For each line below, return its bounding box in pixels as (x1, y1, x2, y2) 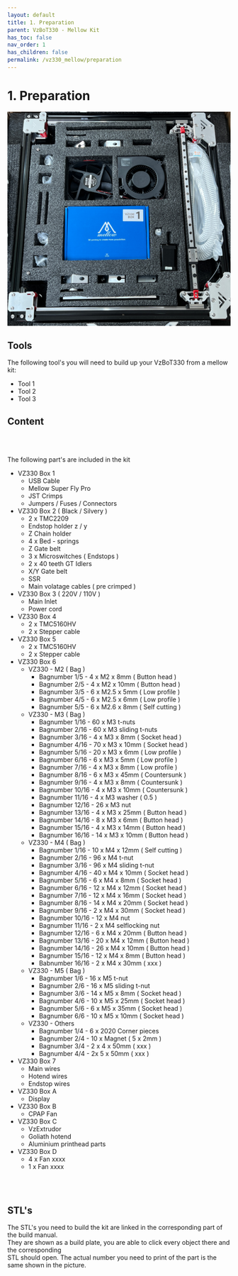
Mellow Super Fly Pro (28, 484, 91, 493)
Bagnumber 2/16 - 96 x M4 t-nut (38, 853, 134, 862)
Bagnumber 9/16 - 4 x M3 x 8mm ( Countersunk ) (38, 778, 183, 787)
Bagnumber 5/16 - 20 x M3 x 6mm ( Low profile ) (38, 748, 182, 757)
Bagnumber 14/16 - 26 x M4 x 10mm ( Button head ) (38, 944, 190, 953)
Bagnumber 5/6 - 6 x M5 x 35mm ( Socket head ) (38, 1004, 183, 1013)
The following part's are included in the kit (7, 455, 131, 464)
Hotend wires (28, 1072, 68, 1081)
